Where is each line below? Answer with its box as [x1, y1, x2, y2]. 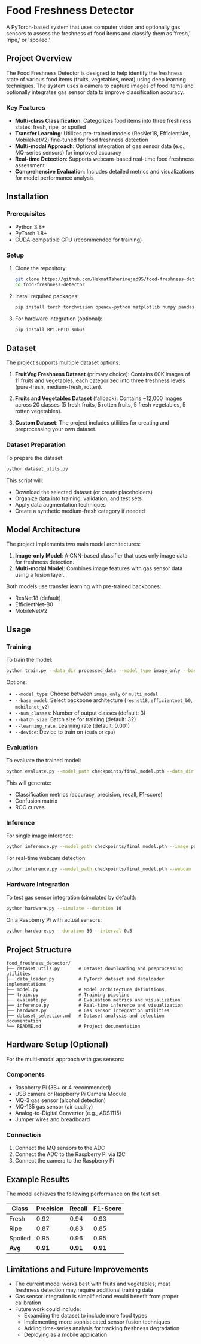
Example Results [6, 1175, 70, 1185]
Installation [6, 192, 49, 202]
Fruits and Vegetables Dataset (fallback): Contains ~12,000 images [14, 395, 182, 402]
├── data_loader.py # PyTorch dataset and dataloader [6, 976, 165, 982]
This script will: [6, 477, 44, 484]
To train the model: [6, 656, 53, 664]
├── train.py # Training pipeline [6, 992, 130, 998]
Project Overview [6, 53, 72, 63]
